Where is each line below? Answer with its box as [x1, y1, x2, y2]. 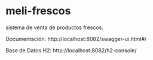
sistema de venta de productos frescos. [5, 24, 104, 31]
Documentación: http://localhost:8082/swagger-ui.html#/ [5, 35, 147, 42]
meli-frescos [5, 4, 71, 18]
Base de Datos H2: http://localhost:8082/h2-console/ [5, 46, 137, 54]
